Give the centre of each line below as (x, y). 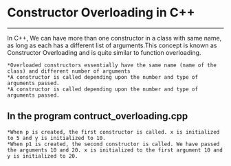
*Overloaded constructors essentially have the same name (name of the (112, 65)
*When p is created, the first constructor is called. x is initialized (113, 132)
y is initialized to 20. (43, 156)
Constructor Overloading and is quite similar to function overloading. (104, 52)
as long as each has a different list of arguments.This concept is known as (112, 45)
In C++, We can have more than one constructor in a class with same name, (114, 38)
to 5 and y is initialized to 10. (57, 138)
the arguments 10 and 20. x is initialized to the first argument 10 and (115, 150)
